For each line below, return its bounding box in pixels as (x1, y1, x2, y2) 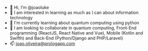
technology (9, 15, 33, 20)
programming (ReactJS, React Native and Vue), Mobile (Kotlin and (9, 30, 144, 36)
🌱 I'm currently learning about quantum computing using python (9, 20, 140, 25)
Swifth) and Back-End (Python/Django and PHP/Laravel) (9, 35, 123, 41)
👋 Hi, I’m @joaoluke (9, 5, 49, 10)
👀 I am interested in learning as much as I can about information (9, 10, 139, 15)
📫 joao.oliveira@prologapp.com (9, 41, 75, 46)
